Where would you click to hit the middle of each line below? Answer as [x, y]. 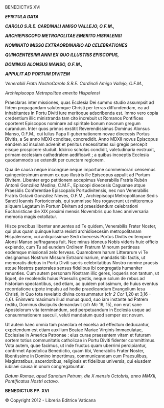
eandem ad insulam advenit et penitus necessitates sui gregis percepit [76, 144]
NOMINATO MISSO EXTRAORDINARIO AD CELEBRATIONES [66, 45]
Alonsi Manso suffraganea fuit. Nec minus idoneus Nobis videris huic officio [82, 242]
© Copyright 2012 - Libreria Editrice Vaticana [51, 400]
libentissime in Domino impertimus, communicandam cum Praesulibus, [76, 356]
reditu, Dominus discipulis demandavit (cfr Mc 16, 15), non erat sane [73, 304]
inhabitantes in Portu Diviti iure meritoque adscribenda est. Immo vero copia [82, 113]
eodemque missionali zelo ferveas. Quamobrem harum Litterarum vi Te [77, 252]
